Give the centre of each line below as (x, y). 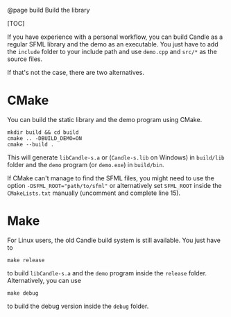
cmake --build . (31, 144)
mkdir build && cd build (43, 132)
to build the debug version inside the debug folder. (78, 306)
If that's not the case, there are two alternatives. (76, 72)
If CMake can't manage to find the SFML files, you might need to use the (111, 178)
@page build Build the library (49, 10)
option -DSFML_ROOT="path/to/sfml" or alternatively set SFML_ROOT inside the (114, 185)
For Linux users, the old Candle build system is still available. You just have (114, 240)
